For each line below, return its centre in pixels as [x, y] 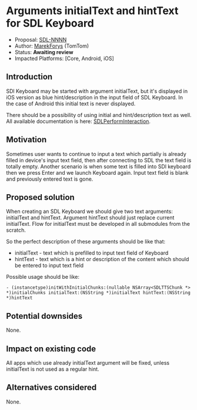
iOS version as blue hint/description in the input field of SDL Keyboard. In [95, 97]
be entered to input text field [49, 265]
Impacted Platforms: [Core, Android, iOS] [64, 58]
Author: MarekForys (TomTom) [52, 46]
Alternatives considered [51, 387]
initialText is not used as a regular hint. [53, 369]
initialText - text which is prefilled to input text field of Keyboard [91, 253]
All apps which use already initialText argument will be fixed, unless [88, 363]
